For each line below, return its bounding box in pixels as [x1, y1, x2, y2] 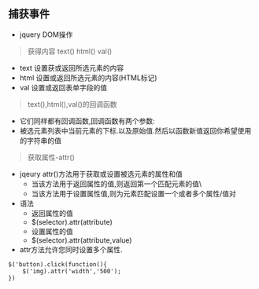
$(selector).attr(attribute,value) [31, 235, 132, 245]
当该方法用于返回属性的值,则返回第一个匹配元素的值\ [31, 179, 202, 188]
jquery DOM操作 [19, 30, 73, 39]
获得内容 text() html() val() [27, 46, 113, 56]
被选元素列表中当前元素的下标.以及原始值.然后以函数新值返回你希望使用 [19, 126, 252, 135]
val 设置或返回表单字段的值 [19, 82, 108, 92]
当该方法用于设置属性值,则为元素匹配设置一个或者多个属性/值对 [31, 188, 236, 198]
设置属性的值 [31, 226, 73, 236]
